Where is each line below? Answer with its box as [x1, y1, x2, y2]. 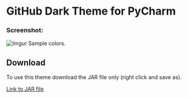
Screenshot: [6, 26, 44, 35]
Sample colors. [28, 40, 66, 47]
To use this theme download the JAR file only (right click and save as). [6, 74, 182, 81]
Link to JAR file [6, 85, 44, 93]
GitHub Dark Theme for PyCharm [6, 4, 176, 18]
